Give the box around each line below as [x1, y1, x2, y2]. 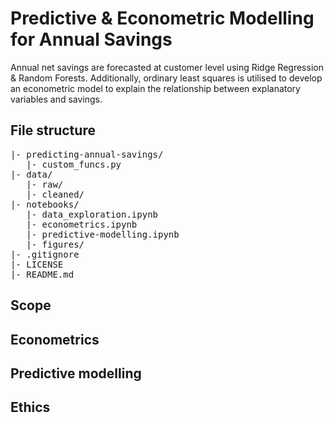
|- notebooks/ [10, 198, 80, 210]
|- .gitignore [10, 248, 80, 260]
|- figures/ [26, 238, 85, 250]
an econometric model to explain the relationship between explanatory [10, 82, 301, 94]
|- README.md [10, 268, 75, 280]
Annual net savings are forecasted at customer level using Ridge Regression [10, 61, 324, 73]
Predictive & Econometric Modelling [10, 7, 315, 30]
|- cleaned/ [26, 188, 85, 200]
